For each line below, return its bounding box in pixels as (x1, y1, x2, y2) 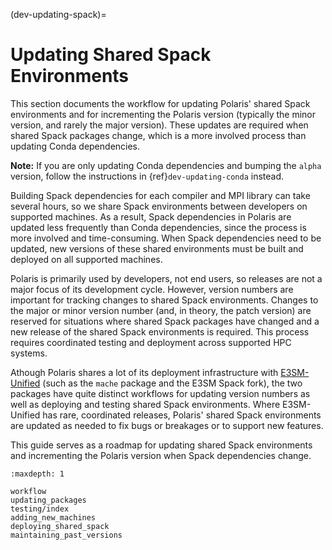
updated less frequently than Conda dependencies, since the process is (10, 221, 307, 233)
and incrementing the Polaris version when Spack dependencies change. (10, 449, 312, 461)
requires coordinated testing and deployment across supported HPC (10, 336, 292, 348)
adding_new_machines (10, 512, 97, 523)
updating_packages (10, 495, 87, 505)
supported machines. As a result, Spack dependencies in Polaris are (10, 210, 292, 223)
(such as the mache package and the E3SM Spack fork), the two (42, 377, 303, 389)
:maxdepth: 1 (10, 469, 65, 479)
